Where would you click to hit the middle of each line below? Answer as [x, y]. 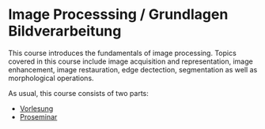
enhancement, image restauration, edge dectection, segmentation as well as [133, 69]
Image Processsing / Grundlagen [118, 15]
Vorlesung [36, 109]
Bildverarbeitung [65, 31]
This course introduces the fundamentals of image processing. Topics [123, 53]
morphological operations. [51, 78]
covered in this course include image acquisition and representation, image [131, 61]
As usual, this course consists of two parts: [78, 93]
